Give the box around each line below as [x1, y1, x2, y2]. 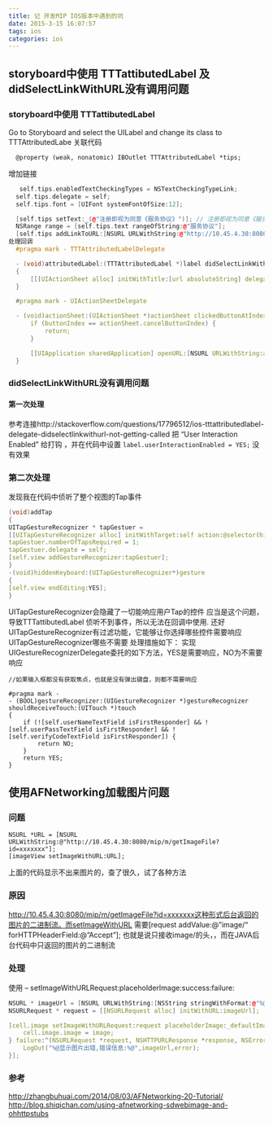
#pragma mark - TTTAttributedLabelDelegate [15, 245, 165, 253]
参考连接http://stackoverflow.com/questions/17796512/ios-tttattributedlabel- [8, 418, 264, 428]
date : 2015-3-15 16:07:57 [8, 20, 96, 28]
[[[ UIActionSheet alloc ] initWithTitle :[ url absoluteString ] [29, 274, 242, 283]
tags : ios [8, 27, 42, 35]
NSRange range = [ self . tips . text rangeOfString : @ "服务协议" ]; [15, 222, 226, 230]
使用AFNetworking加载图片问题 [8, 785, 170, 799]
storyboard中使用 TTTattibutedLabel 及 [8, 67, 210, 81]
